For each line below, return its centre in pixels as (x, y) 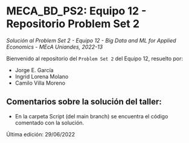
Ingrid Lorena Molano (42, 76)
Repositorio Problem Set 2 (73, 24)
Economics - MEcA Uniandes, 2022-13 (55, 47)
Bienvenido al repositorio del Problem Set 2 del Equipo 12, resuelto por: (94, 58)
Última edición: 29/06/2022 (41, 134)
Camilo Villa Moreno (40, 83)
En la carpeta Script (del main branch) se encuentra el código (91, 116)
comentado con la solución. (50, 123)
